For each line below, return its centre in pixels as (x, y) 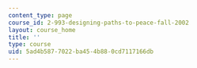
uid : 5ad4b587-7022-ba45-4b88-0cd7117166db (81, 52)
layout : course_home (42, 30)
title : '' (25, 37)
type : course (30, 45)
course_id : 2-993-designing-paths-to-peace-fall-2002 (99, 23)
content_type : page (40, 15)
